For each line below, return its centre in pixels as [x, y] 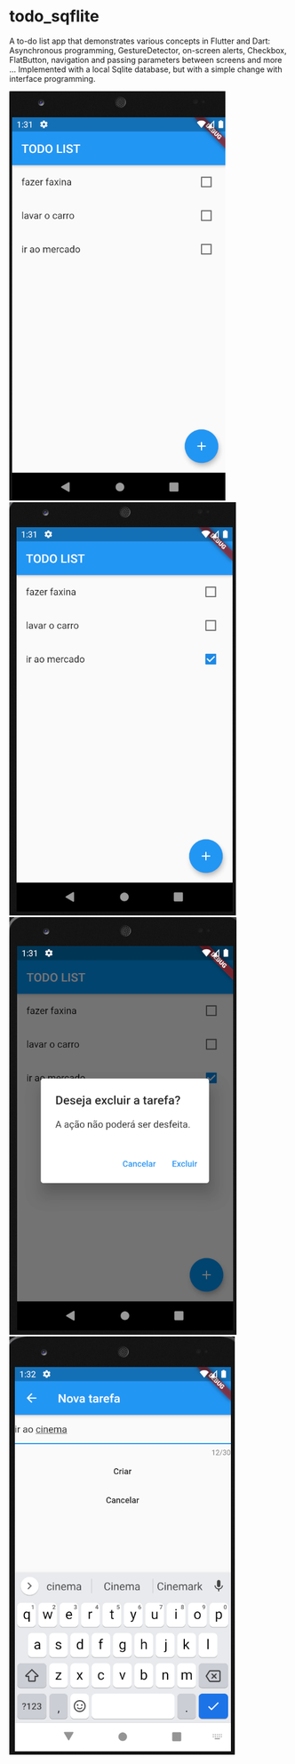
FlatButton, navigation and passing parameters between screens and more [146, 60]
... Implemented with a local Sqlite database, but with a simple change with [146, 69]
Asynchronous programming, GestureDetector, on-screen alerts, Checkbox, [148, 50]
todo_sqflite [54, 16]
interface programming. [52, 78]
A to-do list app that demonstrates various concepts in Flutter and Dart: [140, 41]
